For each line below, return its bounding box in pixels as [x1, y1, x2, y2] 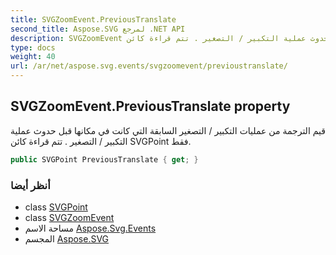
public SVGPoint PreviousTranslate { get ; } [10, 154, 199, 165]
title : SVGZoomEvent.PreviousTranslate [10, 14, 177, 25]
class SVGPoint [24, 201, 88, 213]
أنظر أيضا [10, 178, 51, 192]
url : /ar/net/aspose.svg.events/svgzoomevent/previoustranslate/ [10, 61, 288, 71]
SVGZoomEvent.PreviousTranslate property [10, 98, 291, 115]
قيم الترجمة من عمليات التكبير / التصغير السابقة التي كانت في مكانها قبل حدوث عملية [10, 124, 326, 136]
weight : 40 [10, 52, 56, 62]
